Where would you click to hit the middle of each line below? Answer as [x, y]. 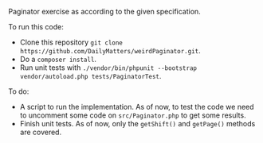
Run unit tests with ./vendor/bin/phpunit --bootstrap [108, 68]
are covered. [41, 132]
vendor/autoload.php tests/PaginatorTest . [90, 76]
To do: [19, 91]
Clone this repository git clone [71, 42]
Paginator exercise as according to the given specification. [104, 12]
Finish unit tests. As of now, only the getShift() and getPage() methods [137, 124]
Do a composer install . [58, 59]
